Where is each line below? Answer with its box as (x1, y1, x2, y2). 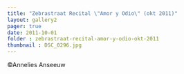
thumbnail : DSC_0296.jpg (7, 42, 82, 49)
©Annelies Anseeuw (7, 61, 66, 69)
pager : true (7, 23, 42, 29)
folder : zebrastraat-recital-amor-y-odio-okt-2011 (7, 36, 159, 42)
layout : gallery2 (7, 16, 57, 23)
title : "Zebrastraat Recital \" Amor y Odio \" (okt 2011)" (7, 10, 178, 17)
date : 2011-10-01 (7, 29, 57, 36)
